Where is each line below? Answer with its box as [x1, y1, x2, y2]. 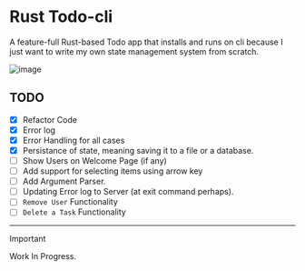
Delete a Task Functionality [22, 206, 127, 217]
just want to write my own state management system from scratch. [9, 45, 260, 56]
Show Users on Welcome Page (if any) [22, 156, 168, 166]
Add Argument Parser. [22, 176, 106, 187]
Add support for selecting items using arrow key [22, 166, 203, 176]
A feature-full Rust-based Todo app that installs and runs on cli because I [9, 36, 283, 47]
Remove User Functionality [22, 196, 118, 207]
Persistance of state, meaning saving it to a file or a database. [22, 145, 254, 156]
